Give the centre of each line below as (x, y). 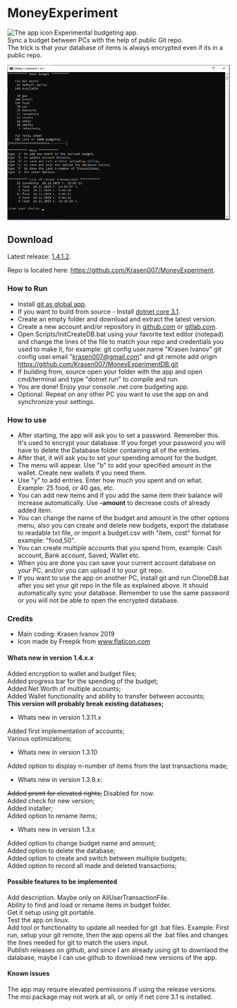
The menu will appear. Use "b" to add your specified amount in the (114, 466)
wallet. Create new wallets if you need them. (82, 473)
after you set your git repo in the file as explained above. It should (113, 586)
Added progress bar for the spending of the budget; (83, 681)
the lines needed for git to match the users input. (78, 942)
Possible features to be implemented (62, 882)
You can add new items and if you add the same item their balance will (120, 495)
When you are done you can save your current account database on (117, 563)
